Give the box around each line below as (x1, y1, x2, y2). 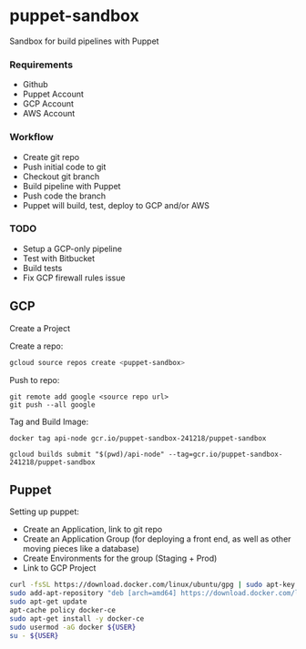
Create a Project (9, 322, 71, 333)
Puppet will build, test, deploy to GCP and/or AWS (22, 199, 210, 210)
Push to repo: (9, 374, 60, 385)
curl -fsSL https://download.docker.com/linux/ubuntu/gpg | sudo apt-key (9, 580, 296, 590)
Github (22, 79, 48, 90)
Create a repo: (9, 340, 64, 351)
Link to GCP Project (22, 563, 97, 573)
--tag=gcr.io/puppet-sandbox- (168, 450, 283, 459)
